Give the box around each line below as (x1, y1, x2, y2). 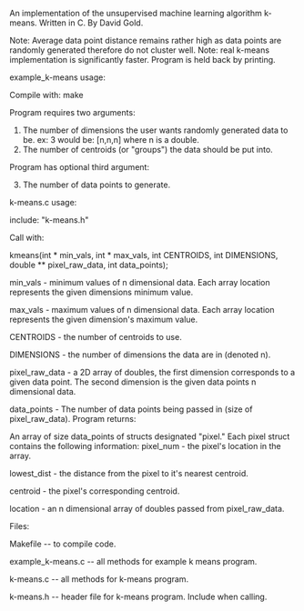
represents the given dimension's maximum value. (9, 314, 198, 325)
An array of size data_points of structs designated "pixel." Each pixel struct (9, 431, 290, 442)
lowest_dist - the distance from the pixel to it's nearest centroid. (9, 468, 248, 478)
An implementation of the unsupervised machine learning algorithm (9, 8, 262, 18)
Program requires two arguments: (9, 107, 136, 117)
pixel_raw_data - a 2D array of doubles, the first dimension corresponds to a (9, 367, 296, 377)
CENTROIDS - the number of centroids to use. (9, 332, 182, 342)
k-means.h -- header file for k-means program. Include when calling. (9, 591, 268, 602)
